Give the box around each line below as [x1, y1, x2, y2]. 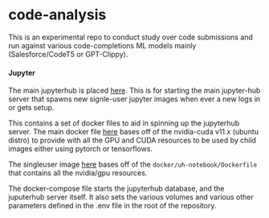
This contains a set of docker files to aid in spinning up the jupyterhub [8, 118, 239, 128]
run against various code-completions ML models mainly [8, 40, 197, 50]
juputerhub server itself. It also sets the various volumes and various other [8, 192, 255, 202]
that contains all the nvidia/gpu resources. [8, 168, 148, 178]
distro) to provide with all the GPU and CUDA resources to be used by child [8, 135, 257, 146]
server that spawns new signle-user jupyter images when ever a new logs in [8, 94, 261, 104]
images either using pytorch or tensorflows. [8, 144, 153, 154]
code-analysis [8, 6, 107, 24]
